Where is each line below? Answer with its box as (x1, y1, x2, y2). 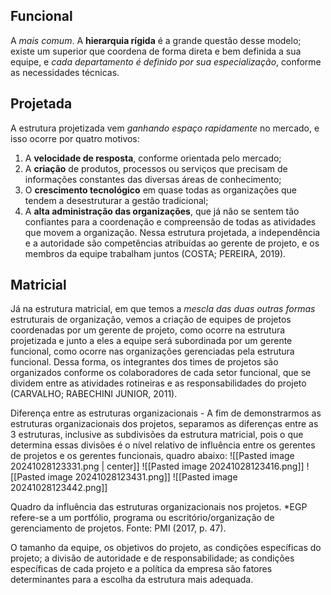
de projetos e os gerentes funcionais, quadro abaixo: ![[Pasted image (10, 450, 295, 462)
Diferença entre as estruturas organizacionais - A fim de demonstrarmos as (10, 407, 322, 419)
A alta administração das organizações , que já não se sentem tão (24, 205, 300, 217)
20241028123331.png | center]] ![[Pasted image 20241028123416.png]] (10, 460, 305, 473)
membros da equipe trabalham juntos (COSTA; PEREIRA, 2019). (24, 247, 287, 259)
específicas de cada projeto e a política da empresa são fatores (10, 563, 273, 575)
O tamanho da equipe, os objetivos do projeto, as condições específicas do (10, 542, 322, 554)
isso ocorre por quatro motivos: (10, 132, 140, 144)
